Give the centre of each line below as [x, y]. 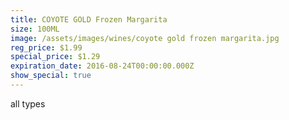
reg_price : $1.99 [46, 47]
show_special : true [51, 76]
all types [28, 103]
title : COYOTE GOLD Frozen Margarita [89, 19]
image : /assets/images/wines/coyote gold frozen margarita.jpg [145, 38]
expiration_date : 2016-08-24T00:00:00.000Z [102, 66]
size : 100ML [35, 29]
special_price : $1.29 [55, 57]
